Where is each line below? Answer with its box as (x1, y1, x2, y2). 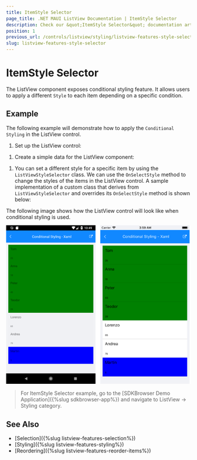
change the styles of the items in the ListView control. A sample (14, 177, 169, 184)
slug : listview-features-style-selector (6, 40, 107, 46)
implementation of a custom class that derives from (14, 183, 140, 190)
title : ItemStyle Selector (6, 9, 72, 15)
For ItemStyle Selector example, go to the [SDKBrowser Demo (20, 390, 171, 397)
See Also (6, 419, 39, 429)
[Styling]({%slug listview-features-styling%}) (14, 441, 124, 448)
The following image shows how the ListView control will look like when (6, 207, 179, 214)
